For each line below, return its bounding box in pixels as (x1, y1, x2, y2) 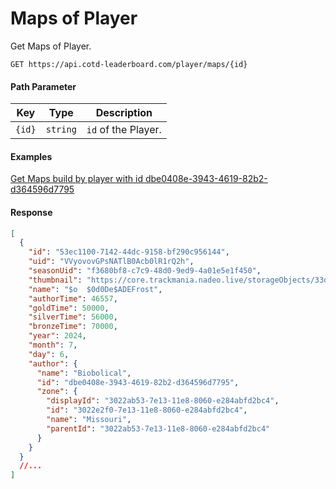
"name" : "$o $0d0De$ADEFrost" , (28, 284, 163, 294)
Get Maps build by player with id (10, 173, 143, 185)
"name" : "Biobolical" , (36, 368, 132, 378)
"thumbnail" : (28, 275, 83, 285)
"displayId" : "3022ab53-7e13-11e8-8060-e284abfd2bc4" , (46, 396, 280, 406)
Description (95, 106, 153, 120)
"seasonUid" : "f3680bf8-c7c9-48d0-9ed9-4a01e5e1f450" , (28, 266, 262, 276)
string (45, 124, 77, 136)
